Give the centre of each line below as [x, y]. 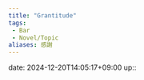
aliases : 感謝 [31, 45]
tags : [17, 23]
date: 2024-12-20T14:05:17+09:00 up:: [72, 67]
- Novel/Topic [35, 38]
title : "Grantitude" [43, 15]
